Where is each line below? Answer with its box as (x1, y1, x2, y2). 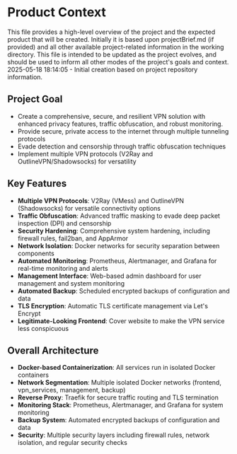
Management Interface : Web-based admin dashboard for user (17, 272, 202, 280)
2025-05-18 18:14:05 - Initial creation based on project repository (7, 65, 198, 74)
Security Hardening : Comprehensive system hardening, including (17, 226, 211, 235)
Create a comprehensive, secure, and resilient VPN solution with (17, 112, 206, 120)
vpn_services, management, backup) (17, 386, 126, 395)
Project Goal (7, 93, 63, 105)
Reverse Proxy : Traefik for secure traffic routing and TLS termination (17, 393, 219, 402)
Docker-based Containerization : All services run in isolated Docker (17, 363, 216, 372)
